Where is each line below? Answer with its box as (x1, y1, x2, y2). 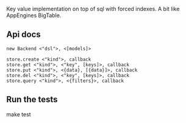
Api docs (6, 29, 41, 40)
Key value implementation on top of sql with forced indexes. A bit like (6, 6, 180, 12)
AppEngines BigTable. (6, 12, 62, 19)
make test (6, 110, 32, 118)
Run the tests (6, 94, 58, 105)
